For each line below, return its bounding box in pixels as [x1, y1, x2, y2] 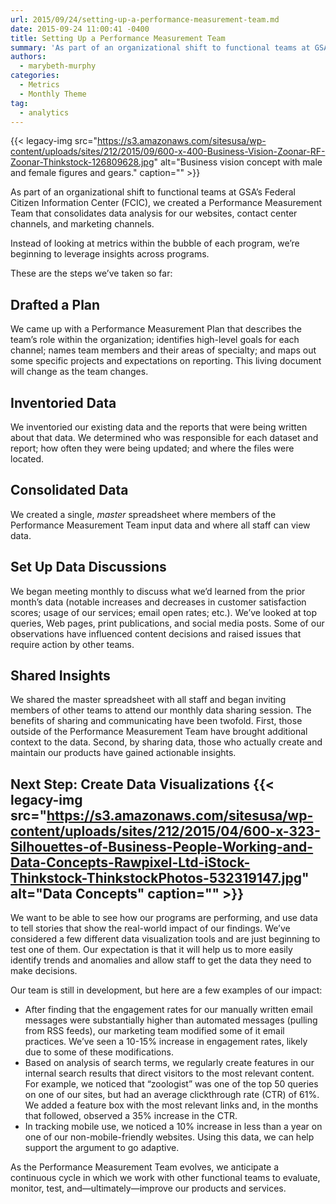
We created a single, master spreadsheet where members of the [10, 508, 277, 520]
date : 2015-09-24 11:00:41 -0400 [10, 24, 150, 34]
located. [10, 453, 44, 465]
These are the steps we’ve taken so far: [10, 267, 173, 280]
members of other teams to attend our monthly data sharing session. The [10, 704, 312, 716]
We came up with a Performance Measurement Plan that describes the [10, 323, 302, 335]
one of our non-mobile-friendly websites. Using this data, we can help [24, 1131, 315, 1143]
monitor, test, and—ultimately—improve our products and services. [10, 1182, 287, 1195]
